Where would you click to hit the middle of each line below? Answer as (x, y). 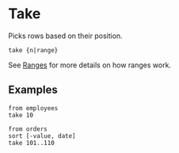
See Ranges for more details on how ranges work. (90, 65)
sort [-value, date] (42, 136)
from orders (28, 129)
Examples (33, 90)
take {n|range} (33, 50)
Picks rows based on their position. (65, 36)
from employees (33, 108)
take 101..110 (32, 143)
